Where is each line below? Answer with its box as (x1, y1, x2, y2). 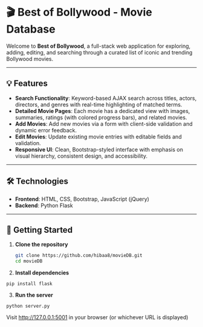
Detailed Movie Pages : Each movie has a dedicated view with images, (14, 107, 190, 114)
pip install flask (6, 281, 53, 287)
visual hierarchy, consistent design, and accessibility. (14, 152, 148, 160)
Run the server (14, 291, 53, 299)
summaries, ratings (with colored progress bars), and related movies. (14, 114, 187, 121)
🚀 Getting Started (6, 225, 73, 235)
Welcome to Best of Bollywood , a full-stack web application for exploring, (6, 42, 191, 50)
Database (6, 22, 56, 36)
